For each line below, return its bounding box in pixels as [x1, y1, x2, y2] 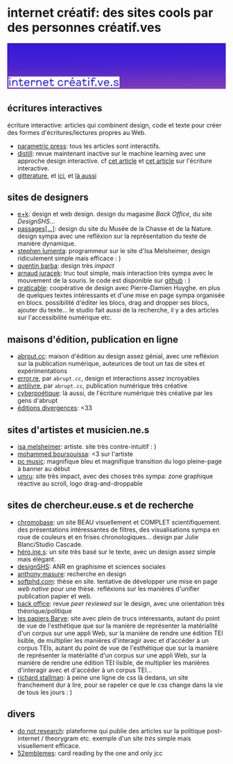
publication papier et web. [17, 591, 92, 600]
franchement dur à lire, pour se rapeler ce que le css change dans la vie [17, 681, 223, 689]
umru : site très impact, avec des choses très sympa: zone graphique [17, 472, 214, 481]
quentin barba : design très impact [17, 262, 114, 270]
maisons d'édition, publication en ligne [7, 333, 179, 345]
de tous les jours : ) [17, 687, 73, 697]
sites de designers [7, 191, 89, 203]
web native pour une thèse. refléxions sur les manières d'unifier [17, 584, 200, 593]
